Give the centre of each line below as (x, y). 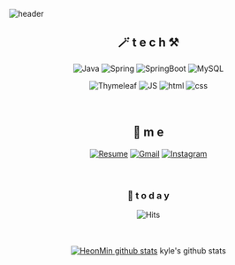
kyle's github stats (193, 250)
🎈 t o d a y (148, 195)
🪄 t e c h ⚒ (148, 43)
